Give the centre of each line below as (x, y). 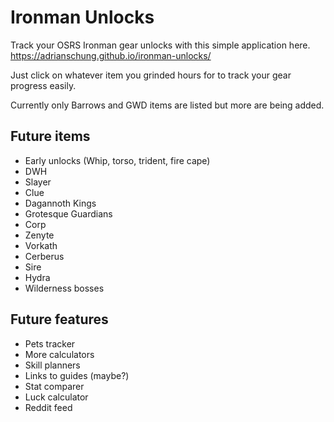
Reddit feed (48, 407)
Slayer (38, 182)
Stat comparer (54, 386)
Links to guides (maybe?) (77, 375)
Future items (50, 136)
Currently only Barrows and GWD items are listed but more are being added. (167, 105)
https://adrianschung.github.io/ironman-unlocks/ (111, 55)
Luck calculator (56, 397)
